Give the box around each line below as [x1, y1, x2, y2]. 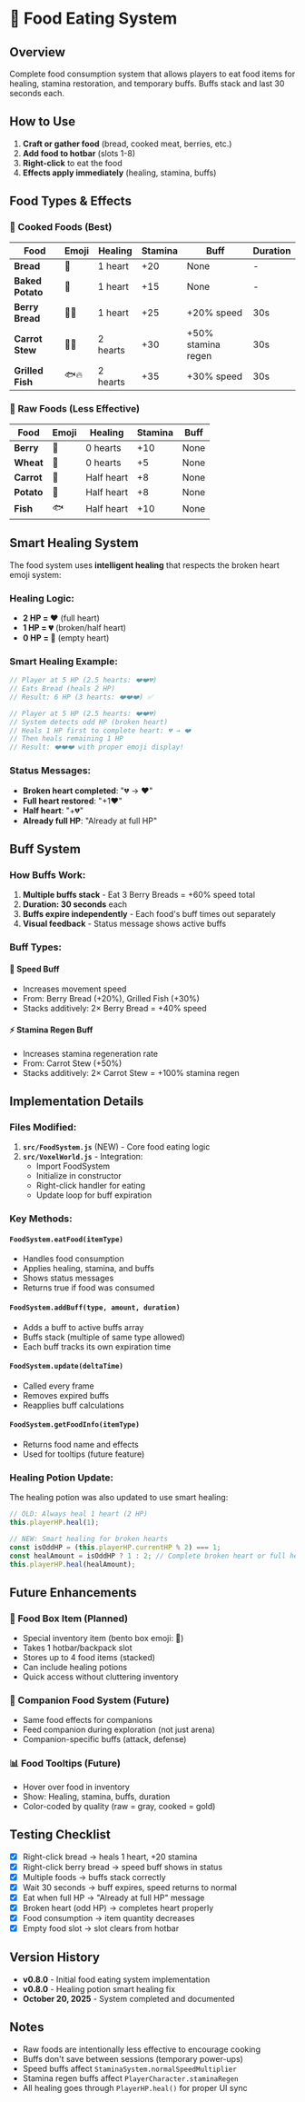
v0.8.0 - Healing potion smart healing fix [22, 1983, 175, 1994]
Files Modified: [9, 1121, 77, 1133]
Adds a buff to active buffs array [22, 1321, 144, 1332]
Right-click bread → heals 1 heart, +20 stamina [22, 1851, 198, 1862]
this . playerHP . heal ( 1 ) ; [9, 1518, 100, 1528]
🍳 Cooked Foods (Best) [9, 221, 113, 234]
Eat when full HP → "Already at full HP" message [22, 1892, 205, 1903]
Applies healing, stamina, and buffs [22, 1263, 154, 1274]
